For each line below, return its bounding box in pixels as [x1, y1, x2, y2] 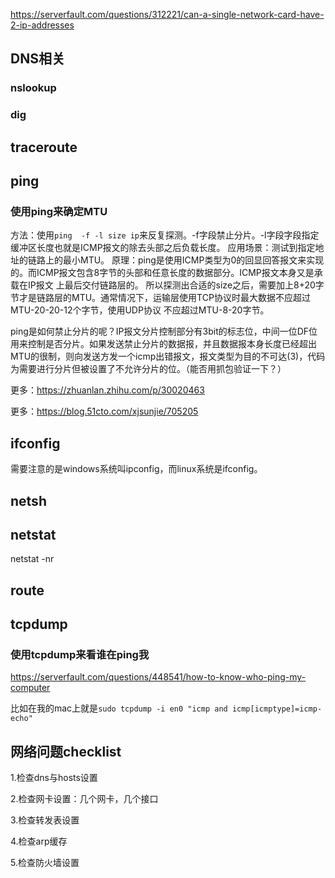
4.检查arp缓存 [10, 835, 68, 848]
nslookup [10, 81, 57, 95]
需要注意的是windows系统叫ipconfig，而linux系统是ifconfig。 [10, 463, 263, 475]
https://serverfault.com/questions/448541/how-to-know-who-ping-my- [10, 671, 307, 683]
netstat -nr [10, 553, 55, 565]
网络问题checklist [10, 743, 122, 760]
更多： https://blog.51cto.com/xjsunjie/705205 [10, 405, 199, 418]
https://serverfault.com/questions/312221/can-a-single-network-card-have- [10, 9, 325, 20]
